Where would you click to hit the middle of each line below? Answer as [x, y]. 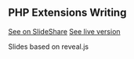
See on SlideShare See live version [64, 31]
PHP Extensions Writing [67, 13]
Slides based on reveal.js [48, 47]
